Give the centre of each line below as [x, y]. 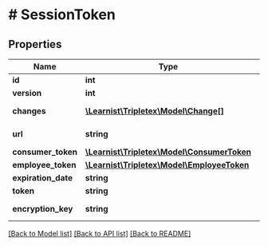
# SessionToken [62, 15]
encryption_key [43, 209]
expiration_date [43, 178]
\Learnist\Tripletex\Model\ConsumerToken [168, 152]
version [27, 93]
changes [29, 111]
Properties [35, 44]
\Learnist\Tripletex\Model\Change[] [155, 111]
